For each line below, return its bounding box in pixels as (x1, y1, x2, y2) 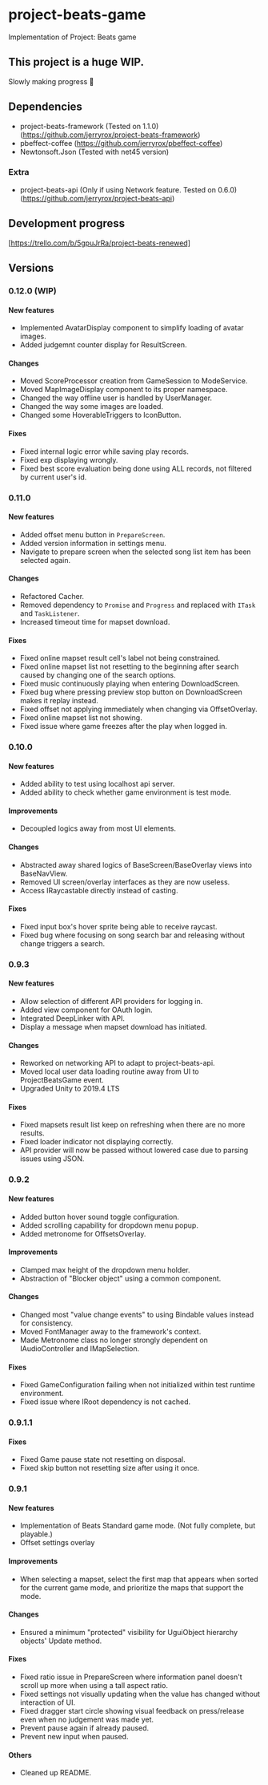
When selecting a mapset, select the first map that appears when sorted (19, 1574, 258, 1584)
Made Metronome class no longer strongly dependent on (19, 1335, 208, 1345)
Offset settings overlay (19, 1538, 95, 1548)
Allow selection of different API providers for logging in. (19, 996, 203, 1006)
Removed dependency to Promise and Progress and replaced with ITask (19, 600, 256, 609)
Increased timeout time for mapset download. (19, 617, 170, 626)
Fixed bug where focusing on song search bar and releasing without (19, 930, 246, 940)
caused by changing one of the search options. (19, 670, 176, 680)
